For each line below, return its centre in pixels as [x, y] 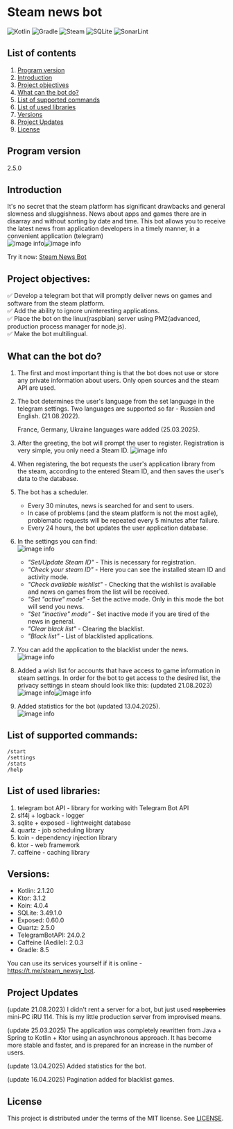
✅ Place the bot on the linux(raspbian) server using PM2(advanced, [104, 319]
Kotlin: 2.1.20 [35, 891]
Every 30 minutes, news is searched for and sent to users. [111, 506]
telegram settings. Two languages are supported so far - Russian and [116, 409]
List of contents [42, 53]
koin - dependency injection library [67, 837]
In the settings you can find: [57, 541]
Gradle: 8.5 [33, 950]
